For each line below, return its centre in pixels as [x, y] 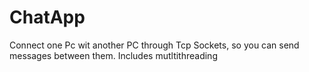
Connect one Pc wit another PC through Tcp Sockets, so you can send [154, 45]
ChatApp [47, 17]
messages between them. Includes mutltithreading [113, 55]
